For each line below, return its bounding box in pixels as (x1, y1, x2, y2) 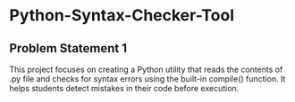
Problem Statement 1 (9, 41, 128, 56)
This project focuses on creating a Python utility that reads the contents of (9, 64, 283, 75)
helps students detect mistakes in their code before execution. (9, 83, 240, 93)
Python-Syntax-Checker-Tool (9, 5, 235, 26)
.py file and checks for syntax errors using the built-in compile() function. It (9, 74, 286, 84)
